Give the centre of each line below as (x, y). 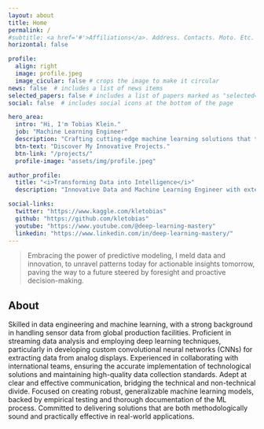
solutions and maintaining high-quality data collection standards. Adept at (128, 375)
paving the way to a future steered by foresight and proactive (126, 272)
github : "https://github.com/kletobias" (82, 218)
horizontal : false (38, 45)
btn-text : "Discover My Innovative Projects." (93, 146)
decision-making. (55, 281)
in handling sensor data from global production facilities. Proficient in (120, 333)
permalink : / (29, 30)
